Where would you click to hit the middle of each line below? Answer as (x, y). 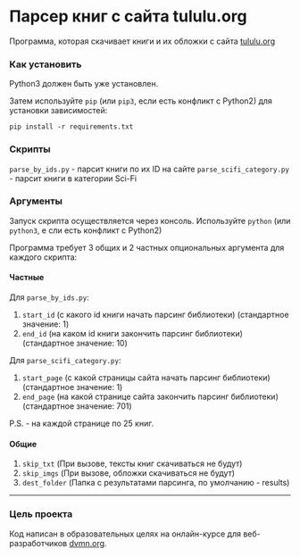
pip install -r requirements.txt (71, 127)
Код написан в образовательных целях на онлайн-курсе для (125, 534)
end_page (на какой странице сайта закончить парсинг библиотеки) (150, 397)
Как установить (46, 64)
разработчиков (38, 543)
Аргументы (36, 201)
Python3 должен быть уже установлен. (84, 84)
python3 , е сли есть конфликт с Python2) (86, 230)
